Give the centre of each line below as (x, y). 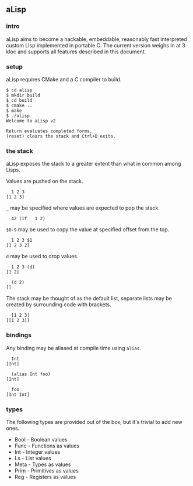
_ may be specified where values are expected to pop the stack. (83, 208)
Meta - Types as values (43, 464)
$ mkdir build (23, 95)
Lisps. (13, 170)
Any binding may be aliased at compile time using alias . (74, 348)
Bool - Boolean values (41, 439)
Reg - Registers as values (45, 477)
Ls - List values (33, 458)
